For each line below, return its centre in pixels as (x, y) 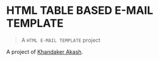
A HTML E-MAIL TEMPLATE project (61, 40)
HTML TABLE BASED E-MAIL (80, 11)
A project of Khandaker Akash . (45, 51)
